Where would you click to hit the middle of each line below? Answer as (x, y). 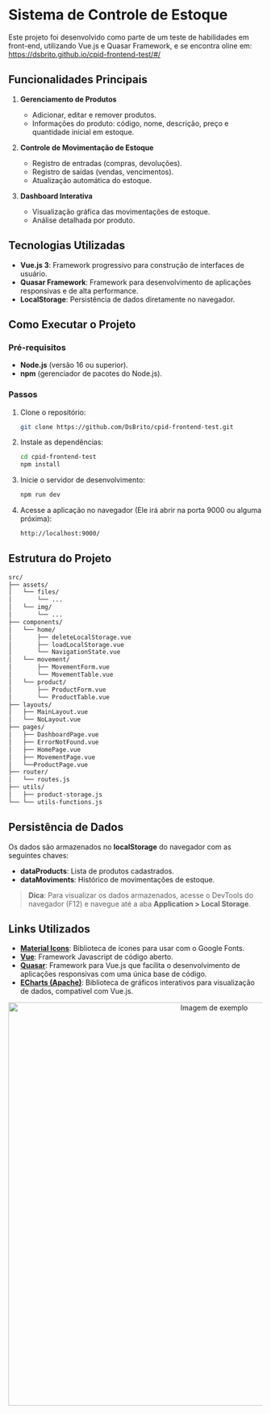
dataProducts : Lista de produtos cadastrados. (97, 871)
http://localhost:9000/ (60, 534)
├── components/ (35, 622)
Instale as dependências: (61, 442)
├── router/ (28, 772)
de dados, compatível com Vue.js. (77, 991)
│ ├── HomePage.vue (45, 749)
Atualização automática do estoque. (92, 180)
